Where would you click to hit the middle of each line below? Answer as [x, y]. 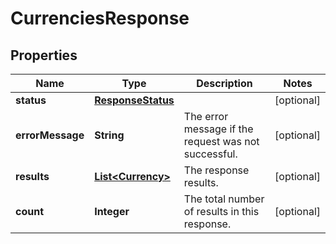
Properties [44, 55]
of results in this [221, 211]
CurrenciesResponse [100, 18]
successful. [210, 154]
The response [216, 170]
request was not [221, 141]
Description [224, 83]
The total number [224, 199]
